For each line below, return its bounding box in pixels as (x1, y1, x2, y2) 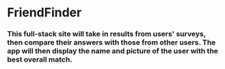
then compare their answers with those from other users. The (7, 38, 216, 47)
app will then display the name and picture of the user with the (7, 46, 219, 56)
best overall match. (7, 55, 73, 64)
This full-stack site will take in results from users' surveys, (7, 29, 207, 39)
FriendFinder (7, 5, 82, 20)
